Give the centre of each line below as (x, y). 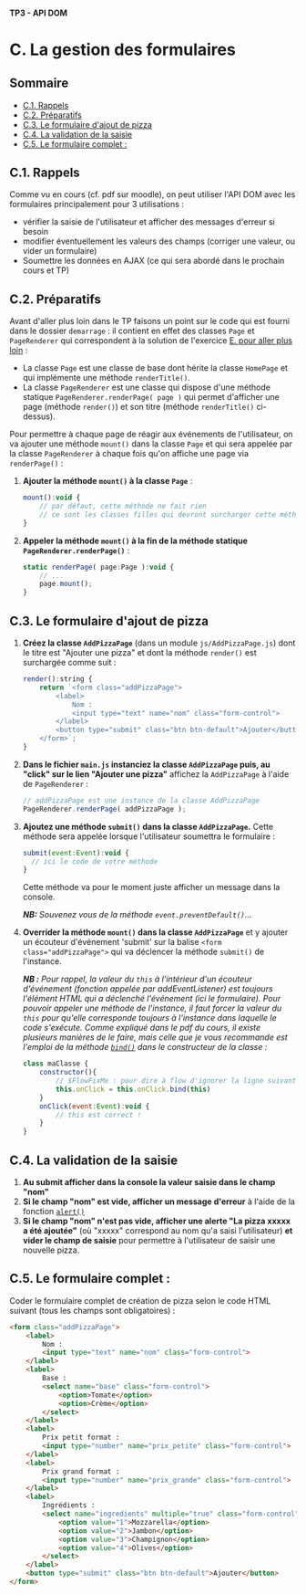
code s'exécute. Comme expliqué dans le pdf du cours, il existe (142, 1028)
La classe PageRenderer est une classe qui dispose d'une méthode (147, 387)
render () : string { (57, 679)
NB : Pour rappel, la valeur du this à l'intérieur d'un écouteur (137, 979)
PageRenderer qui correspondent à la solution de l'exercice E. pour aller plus (151, 341)
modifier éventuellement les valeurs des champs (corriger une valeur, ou (159, 241)
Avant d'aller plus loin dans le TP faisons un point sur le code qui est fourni (149, 321)
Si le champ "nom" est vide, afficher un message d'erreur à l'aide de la (159, 1201)
